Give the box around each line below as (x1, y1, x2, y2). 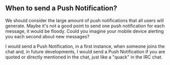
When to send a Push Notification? (5, 4, 118, 13)
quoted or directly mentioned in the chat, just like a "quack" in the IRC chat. (5, 54, 163, 60)
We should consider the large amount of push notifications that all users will (5, 17, 164, 23)
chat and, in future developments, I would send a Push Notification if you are (5, 48, 165, 54)
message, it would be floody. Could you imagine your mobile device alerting (5, 28, 164, 34)
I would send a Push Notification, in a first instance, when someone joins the (5, 43, 165, 49)
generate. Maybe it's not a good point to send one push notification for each (5, 23, 165, 29)
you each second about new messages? (5, 33, 90, 39)
